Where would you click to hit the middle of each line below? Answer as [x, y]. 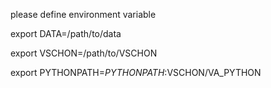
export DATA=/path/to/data [66, 33]
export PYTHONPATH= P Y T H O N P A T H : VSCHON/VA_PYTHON [136, 72]
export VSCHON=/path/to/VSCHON [84, 53]
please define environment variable [83, 14]
